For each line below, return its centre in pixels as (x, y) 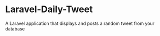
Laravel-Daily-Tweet (49, 9)
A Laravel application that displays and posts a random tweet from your (80, 23)
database (15, 28)
